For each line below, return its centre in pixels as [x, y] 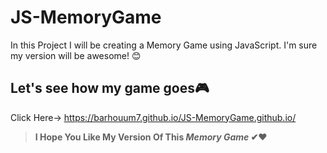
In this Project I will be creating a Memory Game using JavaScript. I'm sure [164, 45]
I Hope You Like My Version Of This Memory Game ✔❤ [151, 137]
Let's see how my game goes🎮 [110, 88]
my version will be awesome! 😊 [76, 55]
